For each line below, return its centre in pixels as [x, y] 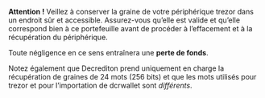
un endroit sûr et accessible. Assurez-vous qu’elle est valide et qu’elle [124, 20]
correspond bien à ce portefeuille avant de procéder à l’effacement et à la [130, 29]
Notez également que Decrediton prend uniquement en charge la [116, 68]
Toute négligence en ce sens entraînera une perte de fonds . [108, 53]
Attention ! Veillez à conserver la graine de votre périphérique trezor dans [131, 12]
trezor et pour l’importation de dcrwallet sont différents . [100, 85]
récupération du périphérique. [58, 37]
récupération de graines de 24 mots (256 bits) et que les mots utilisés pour [132, 77]
